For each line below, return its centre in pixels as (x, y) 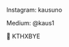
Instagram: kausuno (34, 10)
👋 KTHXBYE (23, 36)
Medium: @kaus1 (30, 23)
